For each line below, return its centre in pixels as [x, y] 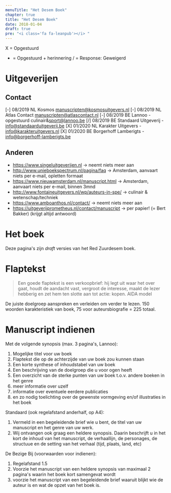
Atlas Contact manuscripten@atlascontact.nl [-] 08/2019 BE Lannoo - [78, 115]
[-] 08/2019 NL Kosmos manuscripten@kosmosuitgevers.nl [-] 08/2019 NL [83, 109]
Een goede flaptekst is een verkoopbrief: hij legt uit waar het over [86, 283]
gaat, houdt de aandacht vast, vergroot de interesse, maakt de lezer [89, 288]
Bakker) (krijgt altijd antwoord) [45, 213]
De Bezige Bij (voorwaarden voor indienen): [51, 453]
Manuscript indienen [50, 330]
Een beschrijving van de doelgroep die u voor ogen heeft [72, 370]
